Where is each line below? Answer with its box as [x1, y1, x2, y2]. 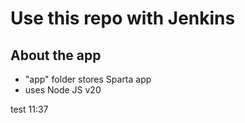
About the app [10, 47, 102, 64]
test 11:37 [10, 103, 49, 115]
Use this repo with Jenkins [10, 7, 236, 30]
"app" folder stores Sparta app [24, 73, 152, 85]
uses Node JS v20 [24, 84, 102, 96]
